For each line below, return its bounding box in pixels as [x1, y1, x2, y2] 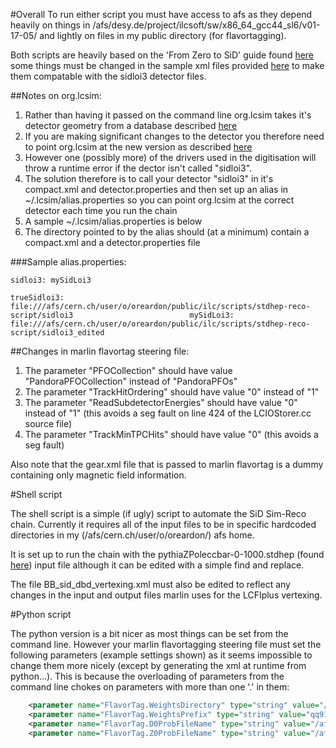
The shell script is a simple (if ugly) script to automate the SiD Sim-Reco [10, 508, 307, 519]
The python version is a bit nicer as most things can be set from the [10, 628, 289, 639]
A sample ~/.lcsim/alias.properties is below [24, 215, 203, 227]
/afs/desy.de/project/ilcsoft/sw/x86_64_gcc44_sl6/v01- [92, 19, 321, 31]
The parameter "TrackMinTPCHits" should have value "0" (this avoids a [24, 429, 319, 440]
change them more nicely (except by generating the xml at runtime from [10, 660, 307, 671]
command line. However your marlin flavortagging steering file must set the [10, 639, 322, 650]
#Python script [10, 609, 72, 620]
